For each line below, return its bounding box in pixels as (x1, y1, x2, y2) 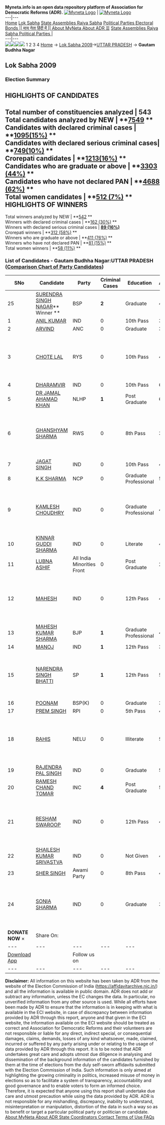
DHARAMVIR (35, 381, 65, 388)
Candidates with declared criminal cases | (5, 123, 137, 132)
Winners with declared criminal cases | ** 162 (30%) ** (5, 219, 117, 225)
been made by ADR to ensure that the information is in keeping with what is (5, 1004, 158, 1010)
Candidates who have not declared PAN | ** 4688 (5, 178, 160, 186)
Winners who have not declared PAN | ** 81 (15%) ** (5, 240, 112, 246)
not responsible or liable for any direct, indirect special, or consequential (5, 1030, 152, 1036)
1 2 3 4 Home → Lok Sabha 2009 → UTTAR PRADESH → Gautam (26, 42, 155, 47)
